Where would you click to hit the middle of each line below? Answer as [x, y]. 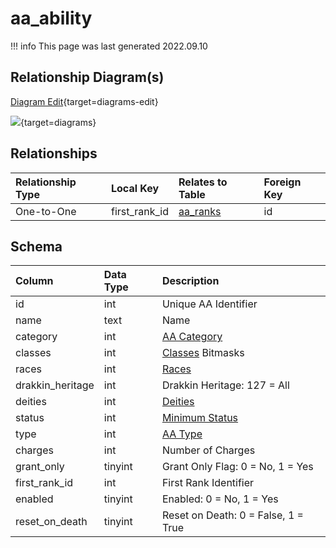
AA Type [182, 434]
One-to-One [46, 211]
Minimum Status [200, 418]
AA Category [192, 337]
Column [34, 281]
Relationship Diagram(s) [87, 77]
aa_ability [51, 18]
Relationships [54, 153]
